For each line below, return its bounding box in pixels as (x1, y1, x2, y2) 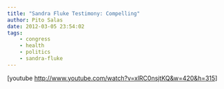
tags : (7, 29, 23, 37)
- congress (19, 36, 51, 43)
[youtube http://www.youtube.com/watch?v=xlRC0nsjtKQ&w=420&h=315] (7, 74, 218, 82)
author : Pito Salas (7, 17, 63, 23)
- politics (19, 49, 51, 56)
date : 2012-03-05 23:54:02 (7, 23, 85, 30)
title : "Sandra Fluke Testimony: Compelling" (7, 10, 140, 17)
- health (19, 42, 45, 49)
